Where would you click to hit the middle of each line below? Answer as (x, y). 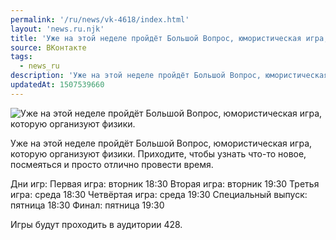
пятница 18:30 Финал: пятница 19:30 (87, 205)
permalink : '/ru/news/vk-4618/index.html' (100, 19)
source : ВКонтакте (48, 47)
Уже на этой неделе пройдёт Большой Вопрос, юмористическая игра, (161, 143)
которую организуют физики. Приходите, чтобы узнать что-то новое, (158, 153)
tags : (21, 57)
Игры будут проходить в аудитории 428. (96, 224)
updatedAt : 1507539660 (57, 85)
